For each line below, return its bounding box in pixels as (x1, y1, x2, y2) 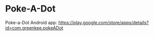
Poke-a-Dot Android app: (5, 19, 58, 25)
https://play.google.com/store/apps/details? (58, 19, 149, 25)
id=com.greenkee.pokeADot (5, 24, 64, 30)
